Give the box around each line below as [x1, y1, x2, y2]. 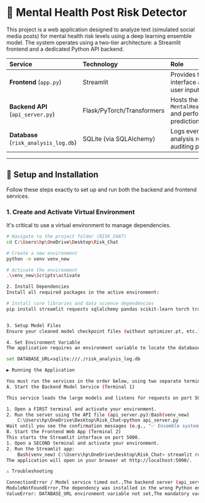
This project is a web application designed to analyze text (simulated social [6, 26, 195, 33]
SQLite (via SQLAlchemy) [82, 134, 156, 143]
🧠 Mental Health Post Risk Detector [6, 6, 187, 20]
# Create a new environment [6, 250, 78, 256]
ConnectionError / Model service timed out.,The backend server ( [6, 479, 179, 486]
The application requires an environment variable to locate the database [6, 345, 201, 351]
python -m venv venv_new [6, 255, 70, 262]
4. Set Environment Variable [6, 339, 81, 346]
